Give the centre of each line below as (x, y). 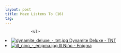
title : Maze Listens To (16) (34, 14)
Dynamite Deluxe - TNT (93, 40)
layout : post (18, 9)
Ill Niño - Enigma (75, 46)
